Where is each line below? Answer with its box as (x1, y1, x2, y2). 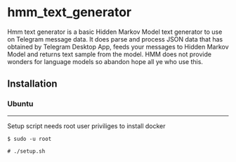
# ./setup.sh (7, 147, 46, 155)
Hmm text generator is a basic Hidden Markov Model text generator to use (7, 27, 223, 36)
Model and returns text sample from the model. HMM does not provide (7, 50, 212, 58)
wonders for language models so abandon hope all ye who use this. (7, 57, 204, 66)
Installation (7, 78, 58, 90)
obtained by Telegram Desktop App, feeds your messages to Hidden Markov (7, 42, 230, 51)
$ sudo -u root (7, 135, 52, 142)
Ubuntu (7, 99, 34, 109)
